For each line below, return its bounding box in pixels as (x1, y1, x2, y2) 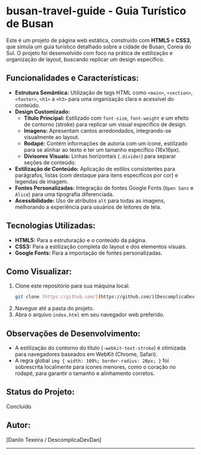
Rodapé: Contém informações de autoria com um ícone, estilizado (23, 139, 188, 147)
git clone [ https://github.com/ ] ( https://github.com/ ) (14, 294, 155, 300)
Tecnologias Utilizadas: (6, 221, 96, 231)
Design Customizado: (14, 108, 71, 115)
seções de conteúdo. (23, 158, 77, 166)
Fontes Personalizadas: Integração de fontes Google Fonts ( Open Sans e (14, 184, 194, 191)
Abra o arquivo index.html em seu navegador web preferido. (14, 311, 165, 318)
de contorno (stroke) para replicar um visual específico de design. (23, 121, 187, 128)
